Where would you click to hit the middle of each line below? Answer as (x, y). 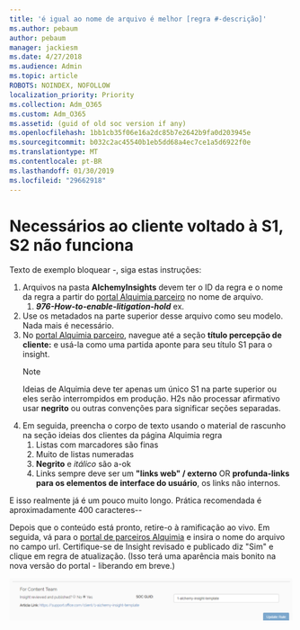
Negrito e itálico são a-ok (84, 464)
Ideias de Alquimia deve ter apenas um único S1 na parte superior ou (149, 389)
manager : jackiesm (44, 48)
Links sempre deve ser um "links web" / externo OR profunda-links (163, 473)
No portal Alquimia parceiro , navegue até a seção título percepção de (152, 335)
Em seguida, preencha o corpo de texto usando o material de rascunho (154, 426)
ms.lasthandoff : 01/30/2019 (62, 171)
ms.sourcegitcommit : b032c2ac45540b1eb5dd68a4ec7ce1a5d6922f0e (130, 143)
